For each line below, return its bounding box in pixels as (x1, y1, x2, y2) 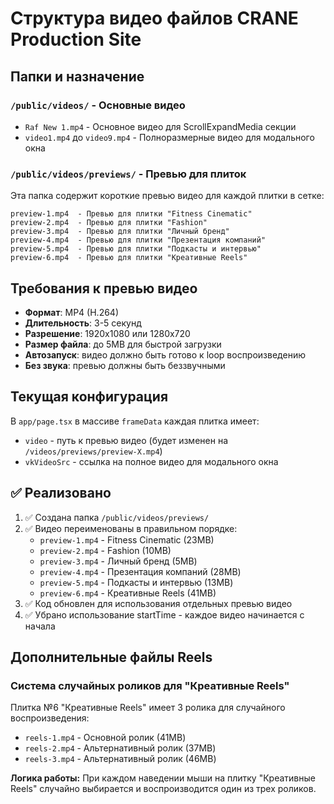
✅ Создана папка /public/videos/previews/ (24, 511, 210, 523)
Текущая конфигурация (10, 388, 169, 406)
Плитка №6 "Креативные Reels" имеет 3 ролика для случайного (10, 702, 286, 714)
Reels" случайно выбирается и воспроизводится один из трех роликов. (10, 783, 317, 795)
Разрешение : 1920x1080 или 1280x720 (24, 327, 191, 339)
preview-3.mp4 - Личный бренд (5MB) (39, 555, 198, 567)
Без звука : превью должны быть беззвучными (24, 359, 226, 371)
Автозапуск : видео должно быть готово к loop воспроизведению (24, 348, 306, 361)
